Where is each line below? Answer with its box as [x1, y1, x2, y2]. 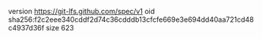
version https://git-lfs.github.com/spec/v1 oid [8, 7, 155, 16]
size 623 [46, 23, 74, 32]
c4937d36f [8, 23, 45, 32]
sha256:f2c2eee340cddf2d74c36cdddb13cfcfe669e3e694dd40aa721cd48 [8, 15, 254, 24]
